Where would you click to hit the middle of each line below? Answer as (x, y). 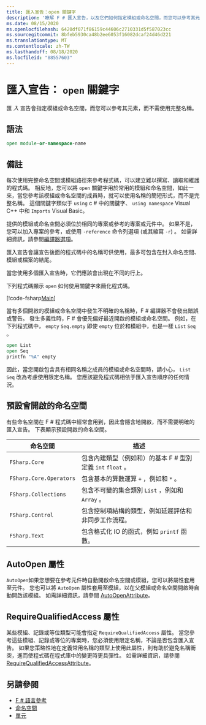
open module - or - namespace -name (46, 144)
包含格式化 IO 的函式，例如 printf (130, 531)
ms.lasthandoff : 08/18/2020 (42, 52)
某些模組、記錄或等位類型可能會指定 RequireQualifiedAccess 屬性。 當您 (98, 632)
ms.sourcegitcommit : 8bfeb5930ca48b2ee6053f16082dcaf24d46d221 (89, 35)
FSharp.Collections (38, 494)
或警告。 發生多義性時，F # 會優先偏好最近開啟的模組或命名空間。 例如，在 (101, 319)
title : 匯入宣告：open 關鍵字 (41, 12)
